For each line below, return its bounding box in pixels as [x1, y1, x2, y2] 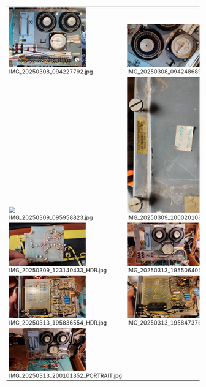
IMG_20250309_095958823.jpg [9, 214, 93, 221]
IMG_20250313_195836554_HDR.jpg [9, 319, 107, 326]
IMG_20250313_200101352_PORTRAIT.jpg [9, 372, 123, 380]
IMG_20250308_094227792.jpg [9, 68, 93, 75]
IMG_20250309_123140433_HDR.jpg [9, 266, 107, 274]
